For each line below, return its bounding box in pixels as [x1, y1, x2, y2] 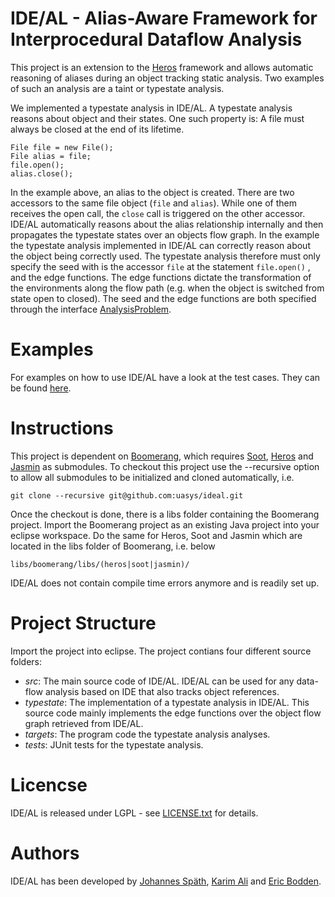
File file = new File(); [10, 142, 114, 152]
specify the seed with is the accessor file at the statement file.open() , [10, 260, 311, 272]
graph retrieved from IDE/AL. [24, 717, 144, 729]
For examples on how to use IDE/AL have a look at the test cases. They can [10, 371, 321, 383]
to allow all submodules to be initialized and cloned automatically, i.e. [10, 471, 295, 483]
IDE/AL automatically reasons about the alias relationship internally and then [10, 218, 324, 230]
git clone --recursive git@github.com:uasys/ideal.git [10, 490, 244, 501]
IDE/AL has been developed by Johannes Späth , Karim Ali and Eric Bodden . [10, 875, 322, 887]
